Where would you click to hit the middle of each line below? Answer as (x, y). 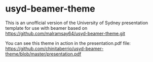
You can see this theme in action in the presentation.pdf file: (68, 43)
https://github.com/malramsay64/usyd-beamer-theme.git (65, 33)
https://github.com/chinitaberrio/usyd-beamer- (54, 48)
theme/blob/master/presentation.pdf (43, 54)
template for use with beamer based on (46, 28)
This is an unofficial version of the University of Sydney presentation (77, 23)
